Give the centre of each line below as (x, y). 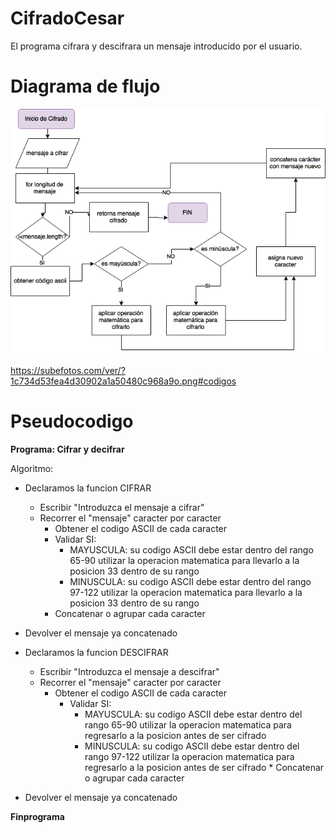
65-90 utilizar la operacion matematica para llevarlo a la (184, 560)
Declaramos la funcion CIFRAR (88, 488)
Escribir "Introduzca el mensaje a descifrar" (129, 671)
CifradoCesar (67, 18)
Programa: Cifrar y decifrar (67, 449)
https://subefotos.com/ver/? (68, 370)
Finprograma (37, 816)
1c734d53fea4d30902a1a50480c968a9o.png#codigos (123, 381)
